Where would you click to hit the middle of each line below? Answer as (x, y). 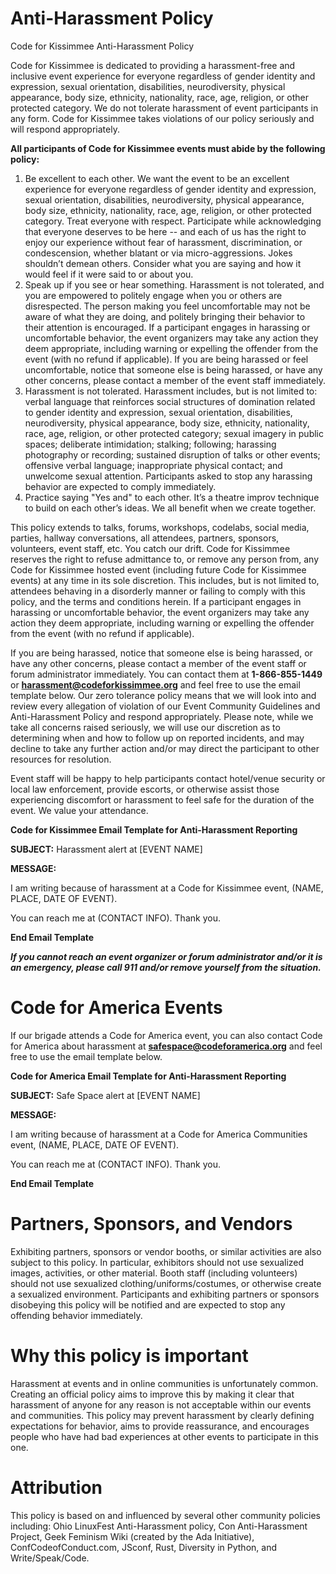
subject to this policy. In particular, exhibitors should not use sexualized (157, 1262)
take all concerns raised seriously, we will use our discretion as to (145, 727)
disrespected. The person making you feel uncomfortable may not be (167, 306)
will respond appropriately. (65, 129)
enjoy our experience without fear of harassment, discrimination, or (163, 242)
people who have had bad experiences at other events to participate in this (164, 1436)
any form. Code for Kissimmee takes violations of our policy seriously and (162, 118)
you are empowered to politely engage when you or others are (153, 295)
